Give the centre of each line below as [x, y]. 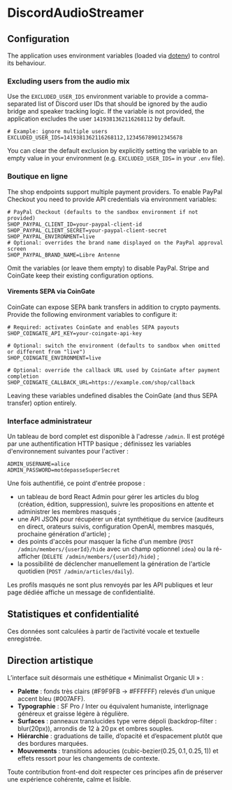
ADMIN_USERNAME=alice [39, 464]
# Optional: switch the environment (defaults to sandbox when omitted [114, 346]
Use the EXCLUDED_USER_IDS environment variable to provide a [95, 97]
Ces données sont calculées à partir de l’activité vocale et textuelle [104, 631]
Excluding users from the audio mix [68, 81]
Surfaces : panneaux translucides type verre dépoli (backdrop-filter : [117, 721]
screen [17, 249]
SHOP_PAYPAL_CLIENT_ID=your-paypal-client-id [74, 224]
